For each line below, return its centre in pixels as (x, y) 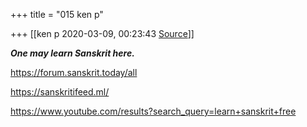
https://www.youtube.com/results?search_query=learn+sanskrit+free (153, 111)
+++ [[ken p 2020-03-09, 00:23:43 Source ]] (102, 33)
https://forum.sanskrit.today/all (74, 72)
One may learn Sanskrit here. (72, 53)
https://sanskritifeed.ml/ (60, 92)
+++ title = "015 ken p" (57, 14)
